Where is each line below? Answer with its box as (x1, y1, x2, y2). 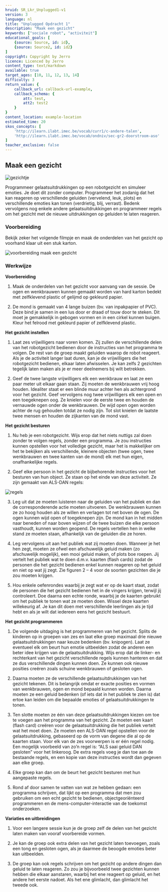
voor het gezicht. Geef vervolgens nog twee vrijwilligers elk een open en (12, 392, 162, 398)
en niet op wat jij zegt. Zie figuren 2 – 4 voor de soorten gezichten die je (12, 567, 161, 573)
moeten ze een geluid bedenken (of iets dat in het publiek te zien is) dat (12, 691, 160, 697)
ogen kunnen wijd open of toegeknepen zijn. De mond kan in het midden (12, 515, 162, 521)
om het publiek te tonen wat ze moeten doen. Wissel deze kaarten (12, 598, 149, 605)
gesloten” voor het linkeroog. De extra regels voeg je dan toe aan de (12, 749, 153, 755)
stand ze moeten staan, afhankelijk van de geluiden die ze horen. (12, 531, 146, 537)
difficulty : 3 (5, 77, 35, 82)
